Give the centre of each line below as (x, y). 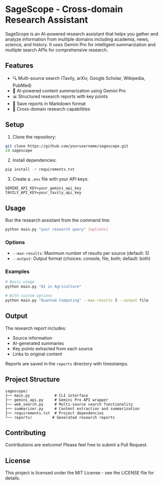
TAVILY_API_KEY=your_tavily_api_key (43, 193)
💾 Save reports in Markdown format (49, 104)
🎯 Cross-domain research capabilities (51, 109)
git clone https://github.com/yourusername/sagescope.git (67, 146)
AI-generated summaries (38, 343)
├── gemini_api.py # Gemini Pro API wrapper (57, 400)
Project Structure (32, 380)
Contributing (25, 432)
